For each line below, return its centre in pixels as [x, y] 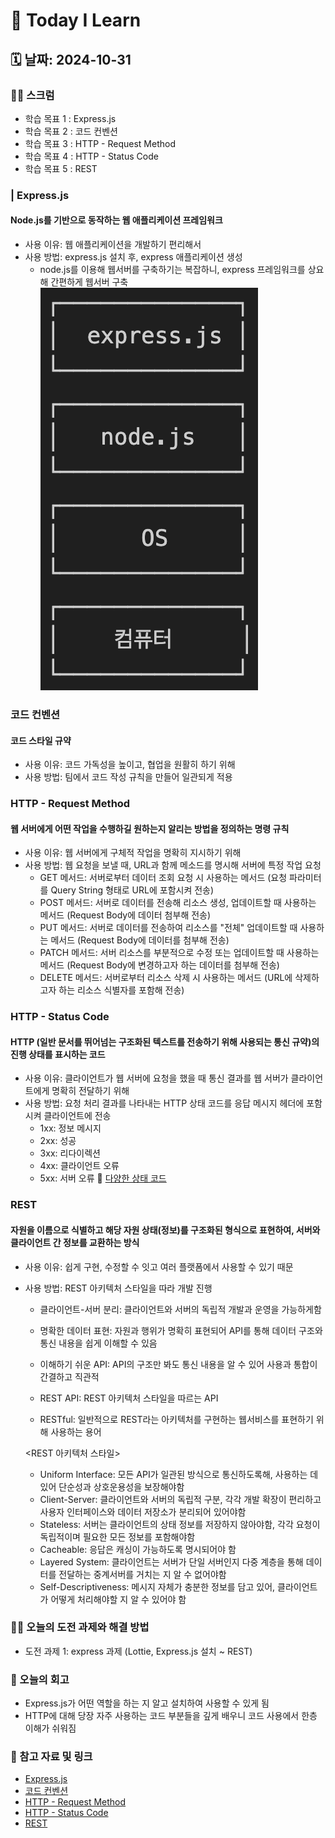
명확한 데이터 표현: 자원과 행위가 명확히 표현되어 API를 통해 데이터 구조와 [181, 1330]
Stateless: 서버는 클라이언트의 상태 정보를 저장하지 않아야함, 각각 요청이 [180, 1524]
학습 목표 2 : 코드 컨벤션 [71, 131]
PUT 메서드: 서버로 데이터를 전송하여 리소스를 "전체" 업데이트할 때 [168, 928]
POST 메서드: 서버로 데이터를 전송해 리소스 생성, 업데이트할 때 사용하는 [178, 903]
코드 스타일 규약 [41, 740]
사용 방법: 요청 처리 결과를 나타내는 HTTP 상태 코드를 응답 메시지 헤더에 [164, 1103]
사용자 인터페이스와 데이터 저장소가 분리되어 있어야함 [143, 1511]
